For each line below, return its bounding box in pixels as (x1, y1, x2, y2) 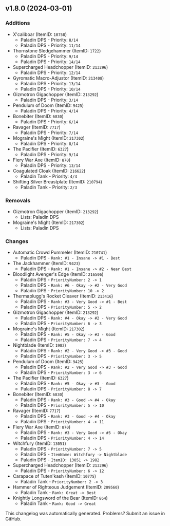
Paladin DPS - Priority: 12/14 (20, 69, 81, 76)
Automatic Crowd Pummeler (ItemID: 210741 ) (12, 249, 107, 256)
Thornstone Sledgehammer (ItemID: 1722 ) (12, 47, 101, 53)
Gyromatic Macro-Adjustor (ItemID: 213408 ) (12, 74, 104, 81)
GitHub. (5, 516, 22, 522)
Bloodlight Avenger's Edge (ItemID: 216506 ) (12, 271, 104, 277)
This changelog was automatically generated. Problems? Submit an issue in (5, 511, 165, 517)
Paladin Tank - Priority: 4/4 (20, 173, 78, 179)
